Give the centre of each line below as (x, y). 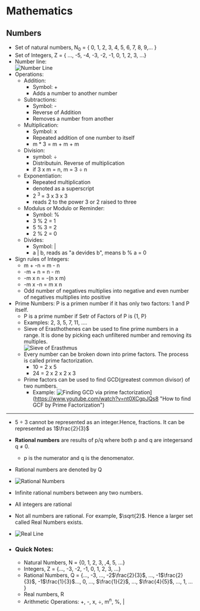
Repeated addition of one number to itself (84, 137)
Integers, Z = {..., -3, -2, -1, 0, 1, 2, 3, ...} (72, 569)
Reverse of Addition (57, 112)
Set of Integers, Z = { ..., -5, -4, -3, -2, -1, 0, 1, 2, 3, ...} (81, 55)
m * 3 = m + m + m (56, 144)
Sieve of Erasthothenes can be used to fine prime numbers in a (101, 329)
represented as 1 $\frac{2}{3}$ (52, 429)
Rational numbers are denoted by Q (58, 469)
